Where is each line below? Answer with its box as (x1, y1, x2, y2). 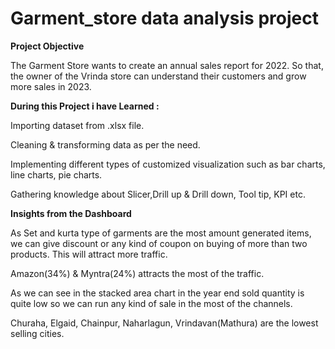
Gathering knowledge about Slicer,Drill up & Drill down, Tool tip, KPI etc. (10, 188, 306, 200)
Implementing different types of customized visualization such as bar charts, (10, 158, 326, 170)
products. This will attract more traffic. (10, 248, 168, 260)
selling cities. (10, 327, 65, 339)
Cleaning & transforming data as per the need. (10, 138, 201, 151)
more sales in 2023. (10, 80, 92, 92)
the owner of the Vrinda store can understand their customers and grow (10, 70, 307, 82)
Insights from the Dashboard (10, 207, 132, 219)
